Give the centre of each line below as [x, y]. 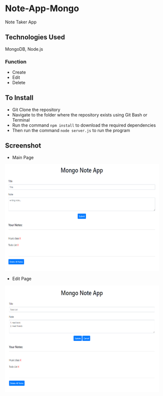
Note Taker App [21, 22]
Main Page [23, 157]
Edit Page [22, 279]
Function [16, 61]
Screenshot [23, 146]
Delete [19, 83]
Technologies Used [35, 37]
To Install [19, 98]
